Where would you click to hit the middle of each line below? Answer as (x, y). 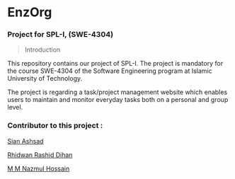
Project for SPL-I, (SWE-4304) (61, 35)
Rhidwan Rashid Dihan (40, 155)
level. (15, 108)
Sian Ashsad (25, 141)
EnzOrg (30, 12)
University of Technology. (45, 79)
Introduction (42, 50)
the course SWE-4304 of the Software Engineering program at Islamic (110, 71)
